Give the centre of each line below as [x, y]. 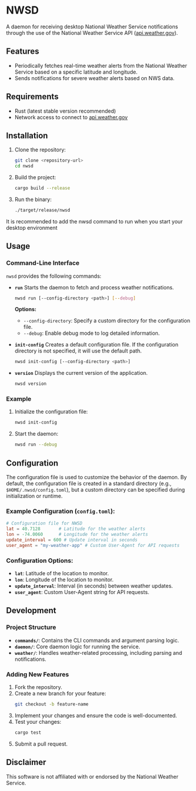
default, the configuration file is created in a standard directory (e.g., [89, 483]
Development [31, 611]
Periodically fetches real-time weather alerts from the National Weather [101, 65]
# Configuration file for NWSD [44, 523]
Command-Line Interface [43, 263]
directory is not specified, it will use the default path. [78, 351]
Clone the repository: [40, 150]
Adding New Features [38, 674]
